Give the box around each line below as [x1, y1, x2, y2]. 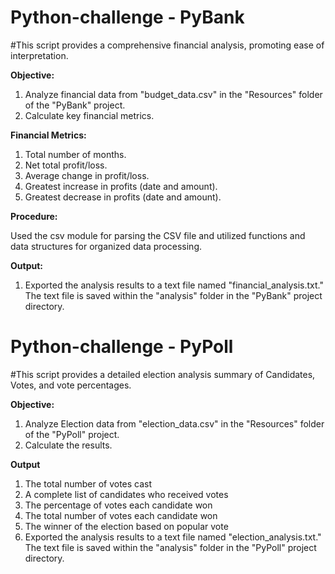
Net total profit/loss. [24, 159, 108, 171]
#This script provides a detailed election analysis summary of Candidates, [10, 368, 316, 380]
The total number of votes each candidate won [24, 509, 218, 521]
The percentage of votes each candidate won [24, 499, 213, 511]
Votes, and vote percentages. [10, 379, 132, 391]
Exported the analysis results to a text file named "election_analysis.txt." [24, 531, 322, 543]
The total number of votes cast [24, 477, 153, 490]
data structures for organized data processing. [10, 240, 203, 252]
